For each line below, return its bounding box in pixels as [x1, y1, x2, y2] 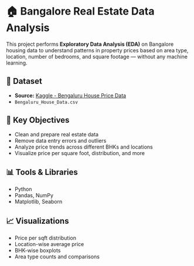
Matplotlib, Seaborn [14, 198, 63, 206]
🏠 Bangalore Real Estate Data [6, 5, 155, 18]
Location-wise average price [14, 241, 84, 248]
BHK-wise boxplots [14, 247, 61, 254]
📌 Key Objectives [6, 115, 70, 125]
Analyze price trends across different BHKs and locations [14, 143, 154, 150]
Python [14, 186, 32, 193]
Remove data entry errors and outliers [14, 137, 107, 144]
